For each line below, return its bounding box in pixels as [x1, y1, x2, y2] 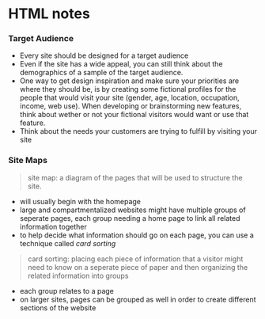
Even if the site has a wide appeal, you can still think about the [19, 59, 223, 69]
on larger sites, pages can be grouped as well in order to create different [19, 294, 256, 304]
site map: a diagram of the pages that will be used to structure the [27, 173, 243, 182]
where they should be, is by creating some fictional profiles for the [19, 85, 237, 94]
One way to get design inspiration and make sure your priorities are [19, 76, 240, 85]
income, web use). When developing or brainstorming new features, [19, 101, 242, 111]
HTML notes [8, 5, 91, 23]
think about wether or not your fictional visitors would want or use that [19, 110, 249, 120]
